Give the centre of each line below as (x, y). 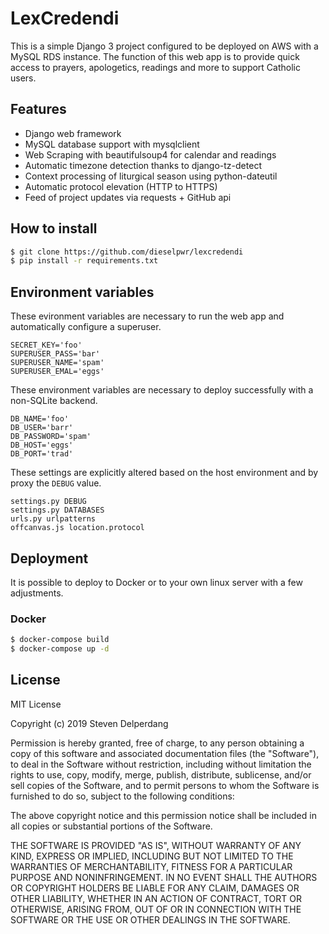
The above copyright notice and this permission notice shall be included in (163, 815)
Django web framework (73, 133)
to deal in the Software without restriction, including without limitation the (161, 764)
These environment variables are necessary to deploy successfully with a (162, 390)
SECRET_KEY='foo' (46, 345)
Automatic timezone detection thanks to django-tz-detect (143, 165)
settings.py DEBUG (48, 502)
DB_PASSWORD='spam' (51, 437)
